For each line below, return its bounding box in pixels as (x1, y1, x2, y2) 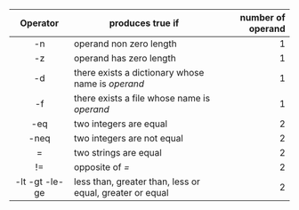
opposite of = (74, 161, 131, 173)
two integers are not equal (74, 133, 184, 144)
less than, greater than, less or (74, 175, 200, 188)
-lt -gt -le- (14, 175, 64, 188)
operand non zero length (74, 37, 177, 50)
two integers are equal (74, 117, 167, 130)
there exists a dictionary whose (74, 67, 205, 78)
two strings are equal (74, 147, 162, 158)
